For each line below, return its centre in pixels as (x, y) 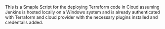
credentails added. (24, 22)
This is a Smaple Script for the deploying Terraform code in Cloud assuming (82, 7)
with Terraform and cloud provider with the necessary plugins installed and (82, 17)
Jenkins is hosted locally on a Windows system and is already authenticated (83, 12)
